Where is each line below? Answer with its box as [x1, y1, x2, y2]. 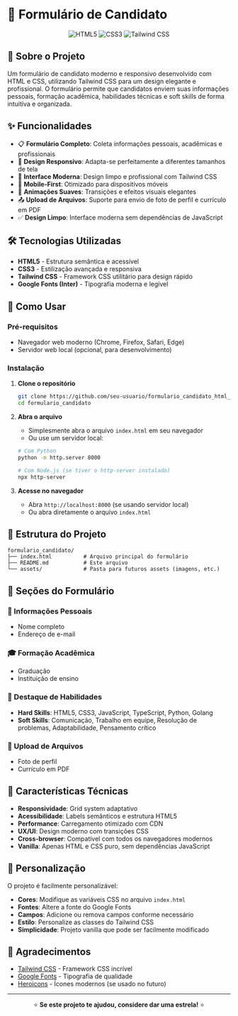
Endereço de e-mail [17, 630, 76, 638]
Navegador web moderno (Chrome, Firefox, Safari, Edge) [17, 338, 185, 346]
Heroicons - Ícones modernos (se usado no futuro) [17, 980, 166, 988]
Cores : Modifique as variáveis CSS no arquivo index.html [17, 895, 186, 904]
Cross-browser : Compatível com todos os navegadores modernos [17, 834, 213, 843]
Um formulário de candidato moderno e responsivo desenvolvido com [7, 69, 212, 77]
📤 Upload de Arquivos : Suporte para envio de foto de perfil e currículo [17, 195, 227, 204]
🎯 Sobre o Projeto [7, 50, 86, 62]
